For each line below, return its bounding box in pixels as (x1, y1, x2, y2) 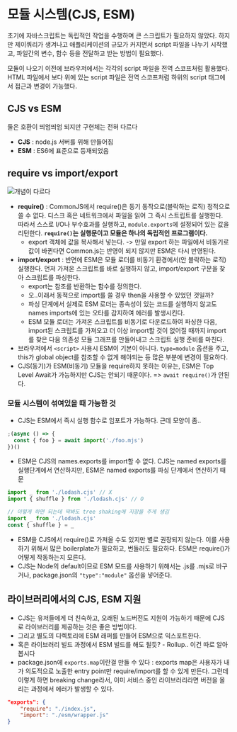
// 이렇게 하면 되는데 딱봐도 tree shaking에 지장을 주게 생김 (7, 508, 170, 516)
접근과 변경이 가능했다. (14, 81, 78, 90)
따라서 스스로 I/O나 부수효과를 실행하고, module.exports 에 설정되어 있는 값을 (17, 220, 230, 228)
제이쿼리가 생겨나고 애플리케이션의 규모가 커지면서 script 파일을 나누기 (14, 40, 209, 48)
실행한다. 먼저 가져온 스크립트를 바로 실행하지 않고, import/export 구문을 (17, 264, 218, 273)
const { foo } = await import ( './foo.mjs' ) (13, 437, 144, 444)
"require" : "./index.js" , (20, 705, 97, 712)
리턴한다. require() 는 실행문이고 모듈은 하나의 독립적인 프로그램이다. (17, 228, 208, 237)
